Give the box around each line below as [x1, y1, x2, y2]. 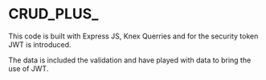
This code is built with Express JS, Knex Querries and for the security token [8, 31, 259, 41]
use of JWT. [8, 63, 49, 73]
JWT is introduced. [8, 39, 72, 49]
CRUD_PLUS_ [8, 5, 99, 23]
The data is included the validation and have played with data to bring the [8, 55, 252, 65]
